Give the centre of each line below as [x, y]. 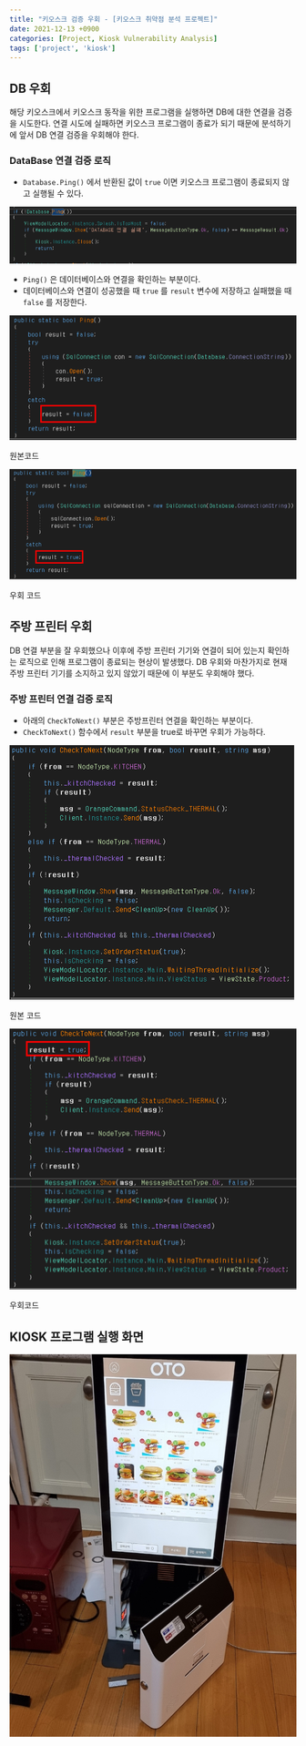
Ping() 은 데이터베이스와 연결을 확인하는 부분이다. [112, 279]
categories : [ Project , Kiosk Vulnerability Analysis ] [114, 38]
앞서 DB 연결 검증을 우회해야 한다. [79, 135]
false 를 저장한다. [55, 301]
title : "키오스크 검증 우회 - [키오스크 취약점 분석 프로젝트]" [114, 19]
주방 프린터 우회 [51, 627]
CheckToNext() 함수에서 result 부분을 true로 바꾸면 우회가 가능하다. [144, 732]
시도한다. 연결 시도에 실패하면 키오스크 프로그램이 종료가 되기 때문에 [139, 124]
